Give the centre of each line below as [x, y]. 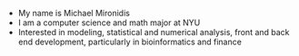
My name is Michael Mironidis [74, 13]
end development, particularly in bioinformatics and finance [130, 42]
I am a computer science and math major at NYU [109, 23]
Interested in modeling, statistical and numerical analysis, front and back [154, 32]
